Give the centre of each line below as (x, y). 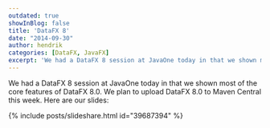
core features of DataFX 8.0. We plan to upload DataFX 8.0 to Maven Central (135, 91)
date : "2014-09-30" (41, 38)
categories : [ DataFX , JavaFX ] (59, 53)
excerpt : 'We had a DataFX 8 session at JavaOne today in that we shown (133, 61)
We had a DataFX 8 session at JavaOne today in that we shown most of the (133, 83)
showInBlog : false (39, 23)
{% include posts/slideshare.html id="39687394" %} (96, 115)
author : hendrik (35, 46)
